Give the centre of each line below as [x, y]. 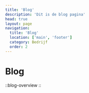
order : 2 [19, 47]
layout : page [19, 24]
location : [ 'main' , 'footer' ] [41, 38]
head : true [16, 19]
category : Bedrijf [29, 42]
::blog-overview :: [23, 85]
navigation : [17, 28]
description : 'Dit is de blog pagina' [45, 14]
